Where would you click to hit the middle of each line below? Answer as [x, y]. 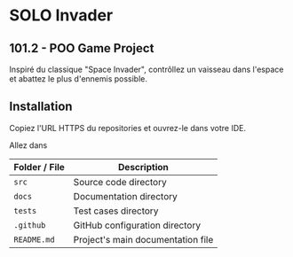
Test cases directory [116, 211]
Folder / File [39, 167]
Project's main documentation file [143, 239]
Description [143, 167]
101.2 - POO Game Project [82, 48]
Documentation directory [125, 196]
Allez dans [28, 145]
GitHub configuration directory [137, 225]
